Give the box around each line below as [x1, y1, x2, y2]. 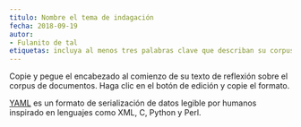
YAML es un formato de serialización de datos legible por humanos [9, 97, 257, 108]
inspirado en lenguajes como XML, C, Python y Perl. [9, 107, 202, 118]
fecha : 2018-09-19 [9, 21, 78, 30]
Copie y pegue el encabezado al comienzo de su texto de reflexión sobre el [9, 71, 288, 81]
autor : [9, 30, 34, 38]
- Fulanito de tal [9, 38, 78, 47]
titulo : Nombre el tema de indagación [9, 13, 154, 22]
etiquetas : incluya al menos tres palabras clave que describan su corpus [9, 47, 295, 55]
